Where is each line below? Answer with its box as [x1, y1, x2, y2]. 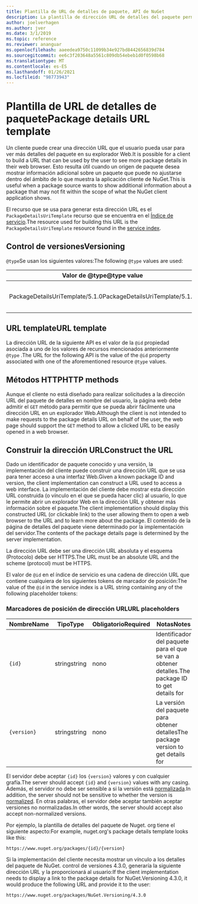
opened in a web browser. [6, 428, 70, 435]
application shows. [6, 194, 52, 202]
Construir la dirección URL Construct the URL [6, 445, 173, 455]
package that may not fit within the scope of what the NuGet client [6, 188, 168, 195]
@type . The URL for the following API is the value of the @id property [6, 351, 171, 358]
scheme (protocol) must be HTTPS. [6, 560, 93, 567]
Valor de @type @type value [61, 271, 143, 279]
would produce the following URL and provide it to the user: [6, 880, 151, 887]
